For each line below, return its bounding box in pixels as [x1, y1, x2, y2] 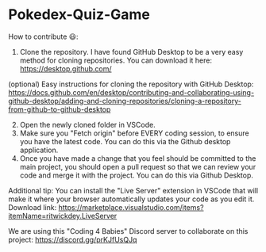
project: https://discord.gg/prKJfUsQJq [8, 235, 137, 244]
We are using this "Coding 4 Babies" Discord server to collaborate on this [8, 226, 249, 235]
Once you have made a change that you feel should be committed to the [19, 153, 256, 163]
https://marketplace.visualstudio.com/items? [58, 202, 204, 212]
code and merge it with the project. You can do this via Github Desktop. [19, 170, 254, 180]
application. [19, 145, 59, 155]
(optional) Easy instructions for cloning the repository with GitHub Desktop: [8, 79, 254, 89]
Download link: [8, 202, 57, 212]
